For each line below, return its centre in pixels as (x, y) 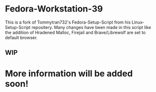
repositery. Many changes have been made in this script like (91, 27)
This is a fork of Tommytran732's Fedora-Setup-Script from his (68, 22)
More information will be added (69, 73)
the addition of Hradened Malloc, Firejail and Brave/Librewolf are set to (75, 32)
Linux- (138, 22)
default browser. (21, 38)
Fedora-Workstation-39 (54, 9)
